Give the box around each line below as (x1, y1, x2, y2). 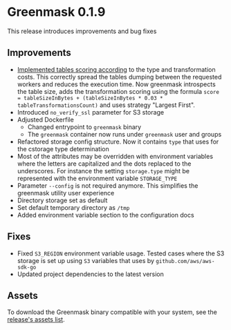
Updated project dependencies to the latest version (17, 270, 165, 278)
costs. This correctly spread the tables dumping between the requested (17, 72, 222, 81)
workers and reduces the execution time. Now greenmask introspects (17, 80, 216, 88)
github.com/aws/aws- (155, 258, 215, 264)
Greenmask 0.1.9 (7, 4, 106, 20)
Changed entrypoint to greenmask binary (27, 122, 142, 131)
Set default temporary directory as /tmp (17, 203, 130, 211)
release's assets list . (7, 316, 65, 324)
